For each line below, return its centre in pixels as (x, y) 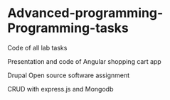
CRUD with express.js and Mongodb (60, 89)
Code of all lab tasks (37, 48)
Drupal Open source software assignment (69, 75)
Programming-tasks (68, 28)
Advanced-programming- (85, 13)
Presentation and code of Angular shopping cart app (84, 61)
